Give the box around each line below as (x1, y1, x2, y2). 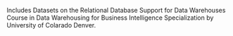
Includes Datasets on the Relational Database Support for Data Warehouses (6, 6, 226, 14)
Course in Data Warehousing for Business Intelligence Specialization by (6, 13, 214, 22)
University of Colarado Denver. (6, 21, 96, 29)
